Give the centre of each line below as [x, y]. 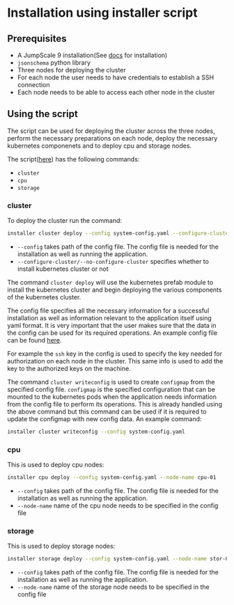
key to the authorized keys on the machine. [69, 368]
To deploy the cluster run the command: [65, 221]
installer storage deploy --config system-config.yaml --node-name [107, 559]
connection [33, 85]
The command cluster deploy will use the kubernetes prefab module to [110, 282]
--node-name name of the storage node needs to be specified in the [114, 587]
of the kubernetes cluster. [44, 297]
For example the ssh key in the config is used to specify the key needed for [115, 354]
